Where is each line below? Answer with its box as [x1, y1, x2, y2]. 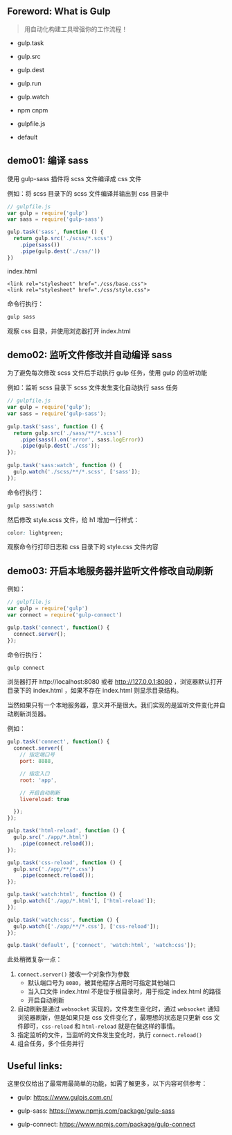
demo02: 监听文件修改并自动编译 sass [7, 348, 172, 360]
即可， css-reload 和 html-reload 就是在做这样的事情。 [23, 1022, 179, 1030]
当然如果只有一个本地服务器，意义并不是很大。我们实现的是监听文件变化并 [7, 701, 220, 709]
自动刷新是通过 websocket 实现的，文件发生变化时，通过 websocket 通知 [17, 1004, 220, 1013]
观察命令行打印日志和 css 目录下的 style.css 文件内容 [7, 543, 159, 551]
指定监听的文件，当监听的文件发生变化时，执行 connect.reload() [17, 1031, 203, 1039]
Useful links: [7, 1060, 63, 1072]
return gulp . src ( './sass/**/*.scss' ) [13, 430, 123, 437]
